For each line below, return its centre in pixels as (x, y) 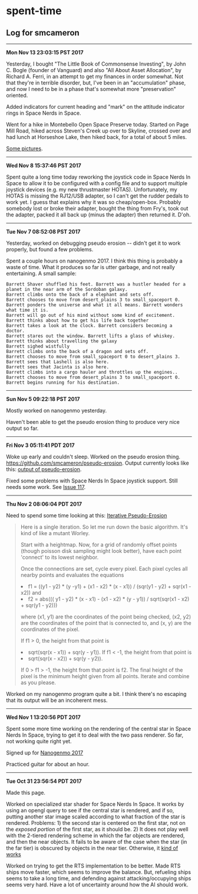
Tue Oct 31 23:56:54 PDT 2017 (44, 781)
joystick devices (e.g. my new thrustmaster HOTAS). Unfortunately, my (92, 190)
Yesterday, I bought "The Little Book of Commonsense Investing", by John (96, 64)
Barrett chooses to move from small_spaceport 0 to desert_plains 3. (93, 357)
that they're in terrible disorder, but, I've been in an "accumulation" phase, (96, 83)
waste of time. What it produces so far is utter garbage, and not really (90, 267)
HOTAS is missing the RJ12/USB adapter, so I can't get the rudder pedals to (98, 196)
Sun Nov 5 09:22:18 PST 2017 (43, 399)
